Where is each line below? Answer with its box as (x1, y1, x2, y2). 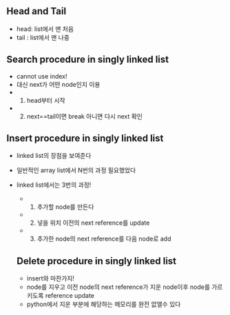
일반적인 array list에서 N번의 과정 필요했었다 (16, 166, 136, 174)
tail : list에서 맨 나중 (16, 33, 70, 41)
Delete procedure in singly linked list (16, 255, 177, 267)
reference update (45, 292, 94, 300)
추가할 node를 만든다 (36, 203, 94, 211)
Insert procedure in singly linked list (6, 132, 164, 144)
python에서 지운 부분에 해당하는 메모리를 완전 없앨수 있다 (26, 300, 181, 309)
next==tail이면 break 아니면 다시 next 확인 (26, 112, 143, 120)
